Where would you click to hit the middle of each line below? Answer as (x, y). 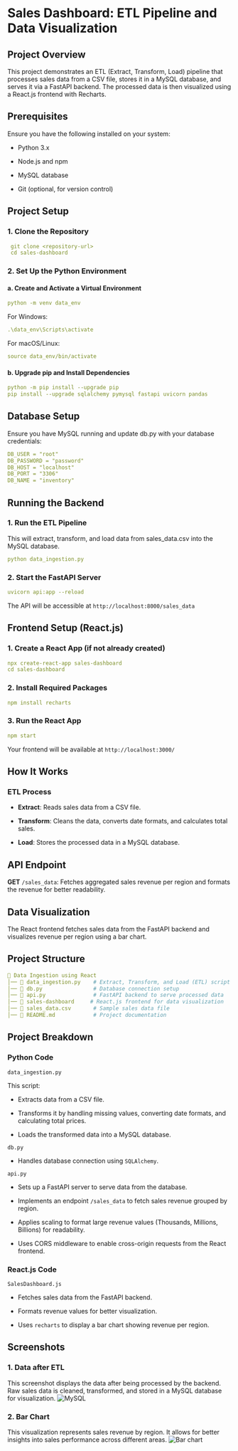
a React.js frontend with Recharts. (57, 94)
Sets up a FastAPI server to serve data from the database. (102, 1187)
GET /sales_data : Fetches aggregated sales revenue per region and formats (119, 882)
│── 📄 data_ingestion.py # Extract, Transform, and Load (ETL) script (119, 982)
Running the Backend (56, 503)
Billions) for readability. (51, 1230)
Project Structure (46, 959)
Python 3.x (33, 147)
